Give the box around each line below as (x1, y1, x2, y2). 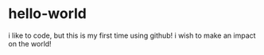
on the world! (8, 38, 52, 48)
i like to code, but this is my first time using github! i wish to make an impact (8, 31, 256, 40)
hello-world (8, 5, 87, 23)
